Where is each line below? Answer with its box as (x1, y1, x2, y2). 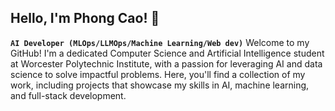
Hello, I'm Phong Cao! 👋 (10, 10, 160, 27)
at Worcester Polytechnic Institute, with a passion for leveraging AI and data (10, 57, 323, 70)
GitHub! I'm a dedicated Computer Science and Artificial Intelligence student (10, 47, 325, 59)
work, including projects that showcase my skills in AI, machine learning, (10, 79, 310, 91)
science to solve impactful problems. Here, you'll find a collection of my (10, 68, 306, 80)
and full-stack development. (10, 89, 127, 101)
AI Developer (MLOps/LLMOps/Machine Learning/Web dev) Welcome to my (10, 36, 310, 48)
